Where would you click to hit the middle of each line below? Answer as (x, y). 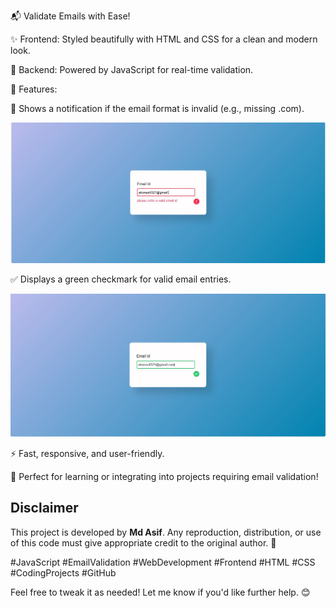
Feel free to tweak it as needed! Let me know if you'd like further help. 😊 (160, 592)
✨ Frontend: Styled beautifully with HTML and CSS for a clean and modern (164, 39)
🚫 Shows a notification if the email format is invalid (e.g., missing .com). (157, 108)
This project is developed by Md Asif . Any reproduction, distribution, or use (166, 532)
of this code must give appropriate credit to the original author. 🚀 (143, 542)
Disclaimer (44, 508)
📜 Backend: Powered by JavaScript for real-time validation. (132, 69)
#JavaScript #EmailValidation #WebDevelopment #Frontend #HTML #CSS (163, 562)
